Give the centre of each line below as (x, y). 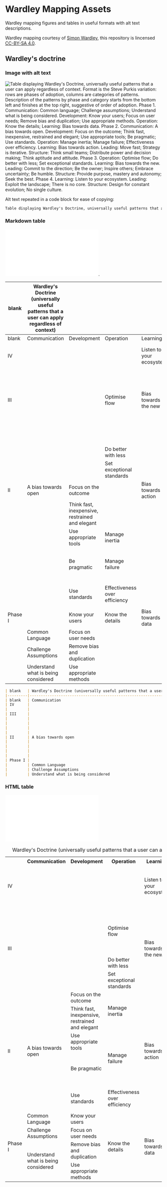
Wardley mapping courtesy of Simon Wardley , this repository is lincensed (80, 38)
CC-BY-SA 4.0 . (21, 43)
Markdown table (25, 221)
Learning (152, 338)
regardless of (45, 323)
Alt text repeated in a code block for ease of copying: (60, 199)
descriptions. (19, 28)
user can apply (45, 317)
